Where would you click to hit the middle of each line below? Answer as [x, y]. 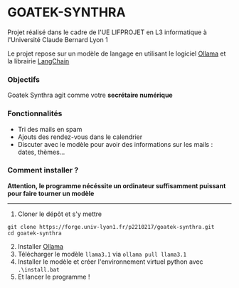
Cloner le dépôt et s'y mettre [60, 214]
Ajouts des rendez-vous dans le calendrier [80, 137]
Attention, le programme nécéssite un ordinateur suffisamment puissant [117, 185]
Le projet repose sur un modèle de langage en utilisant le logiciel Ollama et [117, 53]
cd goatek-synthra [34, 233]
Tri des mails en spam [50, 129]
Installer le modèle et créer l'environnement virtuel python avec [111, 262]
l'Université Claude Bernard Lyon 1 [58, 39]
